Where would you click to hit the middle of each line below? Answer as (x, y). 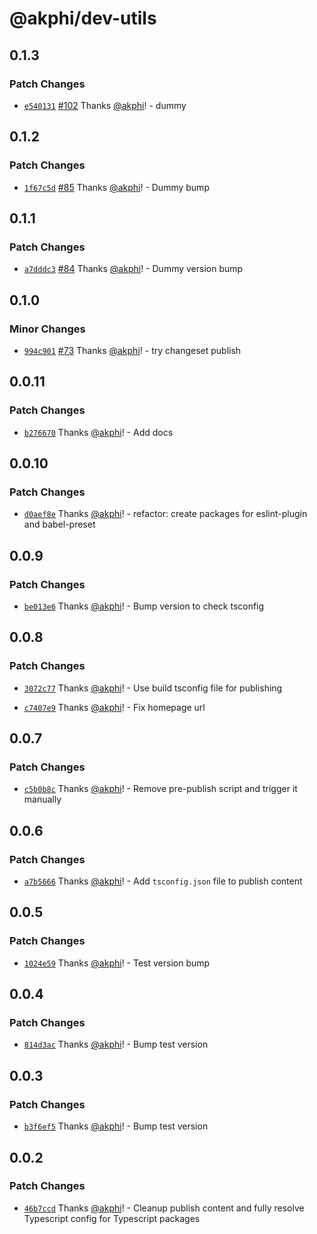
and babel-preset (59, 524)
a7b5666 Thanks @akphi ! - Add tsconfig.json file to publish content (163, 881)
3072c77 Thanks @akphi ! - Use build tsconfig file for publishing (153, 688)
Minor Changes (47, 329)
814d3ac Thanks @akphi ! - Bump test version (116, 1044)
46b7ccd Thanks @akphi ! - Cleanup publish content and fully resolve (164, 1208)
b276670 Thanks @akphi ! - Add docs (98, 432)
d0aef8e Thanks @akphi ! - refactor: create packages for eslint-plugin (165, 514)
